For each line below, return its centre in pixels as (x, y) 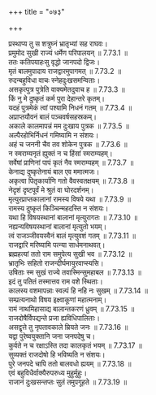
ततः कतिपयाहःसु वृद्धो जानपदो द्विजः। (54, 62)
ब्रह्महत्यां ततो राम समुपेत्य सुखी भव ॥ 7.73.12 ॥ (70, 254)
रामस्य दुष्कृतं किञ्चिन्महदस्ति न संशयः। (58, 208)
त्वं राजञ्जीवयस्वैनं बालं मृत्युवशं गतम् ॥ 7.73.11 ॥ (72, 236)
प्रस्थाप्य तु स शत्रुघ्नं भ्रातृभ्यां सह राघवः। (58, 43)
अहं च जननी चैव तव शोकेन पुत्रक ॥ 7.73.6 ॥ (68, 144)
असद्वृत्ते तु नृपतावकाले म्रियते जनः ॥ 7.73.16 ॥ (68, 327)
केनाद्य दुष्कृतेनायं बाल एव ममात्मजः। (54, 171)
